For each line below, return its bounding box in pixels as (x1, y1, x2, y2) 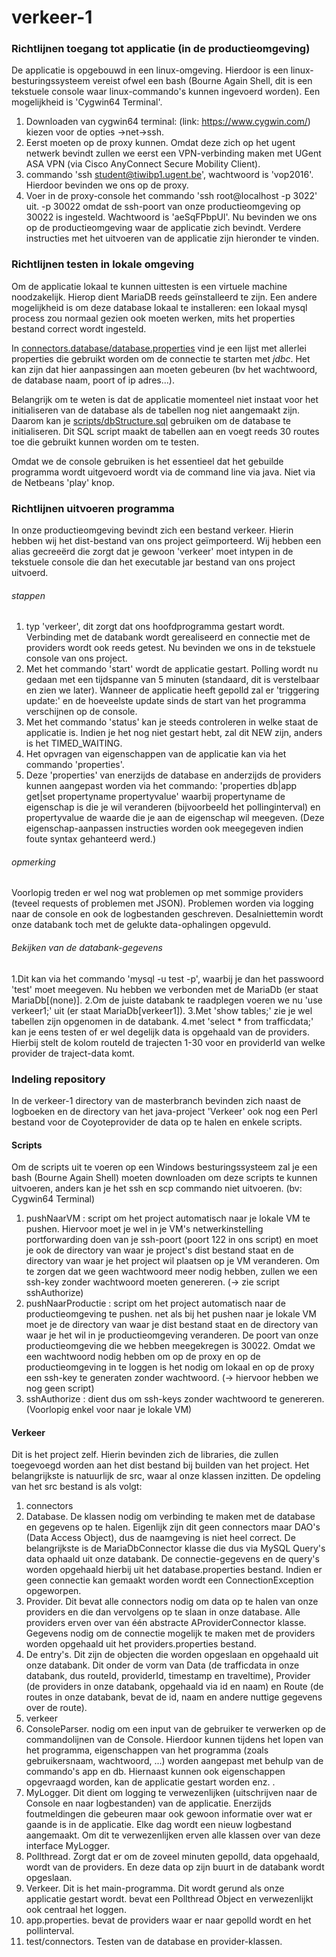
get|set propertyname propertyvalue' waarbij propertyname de (25, 791, 286, 803)
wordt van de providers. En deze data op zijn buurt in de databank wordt (25, 1861, 325, 1873)
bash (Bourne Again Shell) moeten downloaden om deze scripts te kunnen (11, 1172, 318, 1184)
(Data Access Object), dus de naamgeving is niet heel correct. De (25, 1532, 296, 1544)
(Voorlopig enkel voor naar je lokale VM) (25, 1404, 193, 1416)
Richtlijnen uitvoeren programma (11, 501, 175, 515)
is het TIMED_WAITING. (25, 737, 123, 750)
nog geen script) (25, 1382, 95, 1395)
